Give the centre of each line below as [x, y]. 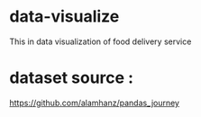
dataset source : [71, 78]
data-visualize [64, 17]
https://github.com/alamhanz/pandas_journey [95, 103]
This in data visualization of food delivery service [100, 41]
